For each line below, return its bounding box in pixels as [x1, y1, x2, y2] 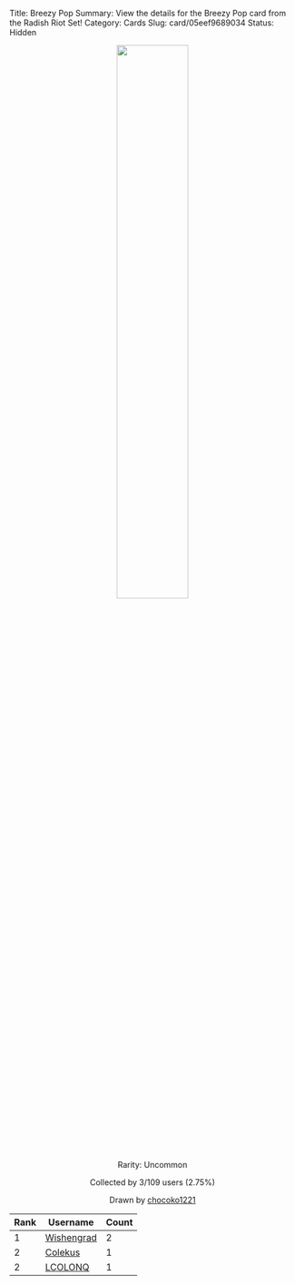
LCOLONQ [44, 1261, 90, 1273]
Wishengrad [44, 1231, 97, 1243]
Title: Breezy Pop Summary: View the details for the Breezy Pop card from [9, 8, 287, 18]
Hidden [9, 27, 37, 37]
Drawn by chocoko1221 [109, 1194, 196, 1205]
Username [48, 1216, 94, 1229]
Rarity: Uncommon [117, 1160, 188, 1170]
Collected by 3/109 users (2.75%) [89, 1177, 216, 1188]
